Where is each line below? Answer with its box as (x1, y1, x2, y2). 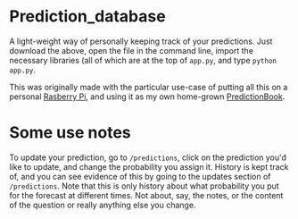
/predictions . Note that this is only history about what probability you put (9, 181, 279, 191)
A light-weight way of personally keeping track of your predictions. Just (9, 36, 273, 46)
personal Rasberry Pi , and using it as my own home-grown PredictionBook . (9, 91, 286, 102)
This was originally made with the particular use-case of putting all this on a (9, 81, 288, 92)
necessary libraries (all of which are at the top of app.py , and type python (9, 55, 277, 65)
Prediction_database (9, 6, 167, 27)
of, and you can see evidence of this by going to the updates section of (9, 171, 271, 181)
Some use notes (9, 122, 131, 143)
